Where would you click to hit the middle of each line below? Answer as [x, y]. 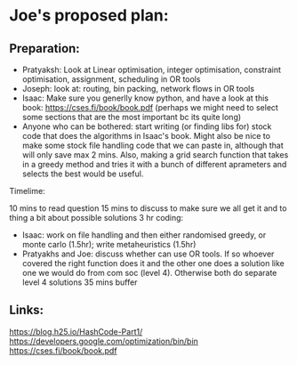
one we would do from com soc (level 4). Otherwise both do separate [149, 273]
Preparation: [44, 49]
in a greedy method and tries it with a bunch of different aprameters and [154, 164]
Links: [27, 310]
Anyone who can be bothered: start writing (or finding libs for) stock [147, 126]
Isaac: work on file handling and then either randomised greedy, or [144, 235]
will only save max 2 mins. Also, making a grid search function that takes [155, 155]
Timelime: [28, 191]
